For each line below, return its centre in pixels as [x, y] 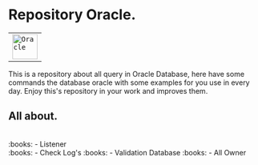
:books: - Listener [37, 144]
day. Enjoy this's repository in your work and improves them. [108, 91]
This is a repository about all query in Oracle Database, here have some [127, 74]
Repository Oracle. [72, 15]
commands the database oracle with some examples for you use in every [129, 82]
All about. [33, 117]
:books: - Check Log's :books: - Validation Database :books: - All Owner [127, 152]
